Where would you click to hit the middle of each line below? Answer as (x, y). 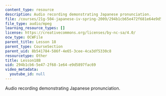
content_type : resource (30, 10)
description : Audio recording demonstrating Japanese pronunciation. (78, 14)
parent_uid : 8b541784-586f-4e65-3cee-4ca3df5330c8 (58, 51)
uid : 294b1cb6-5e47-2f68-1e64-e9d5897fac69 (51, 65)
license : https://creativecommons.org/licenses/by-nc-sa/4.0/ (70, 33)
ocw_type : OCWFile (24, 38)
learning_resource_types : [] (35, 28)
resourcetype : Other (26, 56)
